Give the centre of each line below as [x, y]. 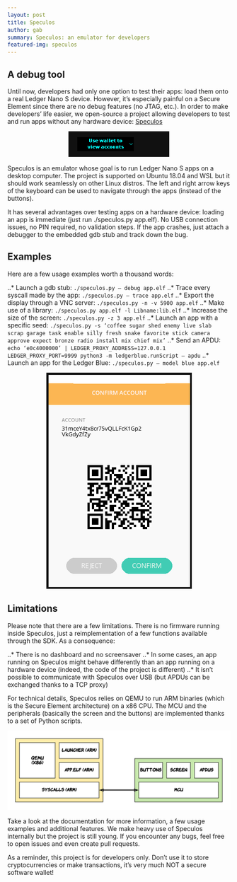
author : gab [25, 30]
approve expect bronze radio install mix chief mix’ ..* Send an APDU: [114, 340]
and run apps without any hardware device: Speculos [85, 121]
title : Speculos [31, 22]
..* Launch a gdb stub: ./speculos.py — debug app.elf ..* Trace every [109, 287]
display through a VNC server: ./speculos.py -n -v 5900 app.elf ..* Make [116, 302]
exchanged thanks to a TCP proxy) [58, 684]
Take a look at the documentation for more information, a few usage [106, 821]
